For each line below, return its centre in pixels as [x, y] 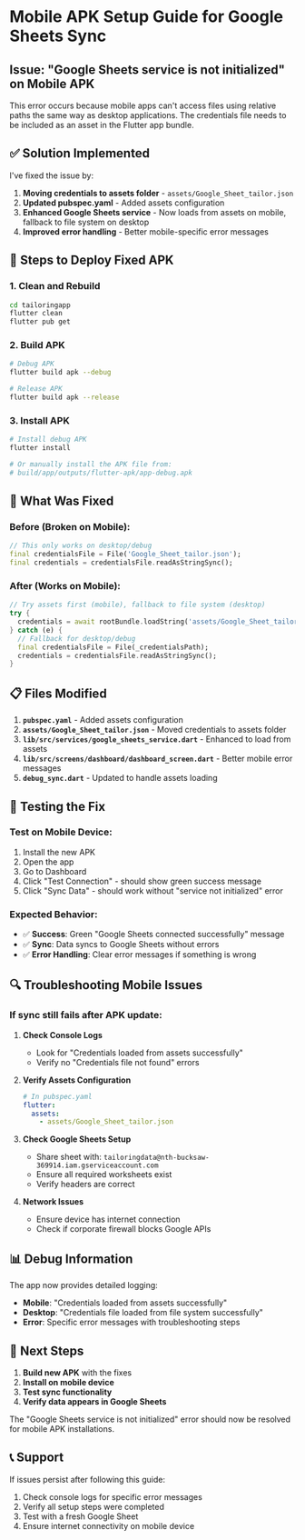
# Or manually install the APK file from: [91, 464]
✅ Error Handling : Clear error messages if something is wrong [139, 955]
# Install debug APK [49, 440]
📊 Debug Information [71, 1259]
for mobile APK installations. [62, 1428]
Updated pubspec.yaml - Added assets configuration [123, 203]
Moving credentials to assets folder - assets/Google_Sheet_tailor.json [158, 193]
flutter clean [36, 314]
